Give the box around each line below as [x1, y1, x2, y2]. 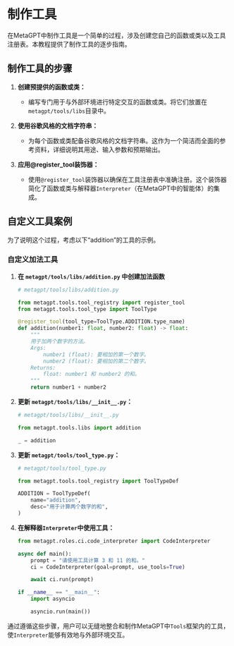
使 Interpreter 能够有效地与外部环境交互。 [7, 630, 129, 639]
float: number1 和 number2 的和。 [43, 371, 140, 378]
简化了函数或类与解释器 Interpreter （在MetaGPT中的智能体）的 [27, 184, 214, 193]
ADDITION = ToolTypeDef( [17, 490, 91, 497]
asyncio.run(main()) [30, 608, 91, 616]
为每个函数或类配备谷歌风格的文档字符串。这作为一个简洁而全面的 [27, 136, 220, 145]
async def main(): [17, 550, 72, 557]
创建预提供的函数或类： [17, 83, 86, 91]
